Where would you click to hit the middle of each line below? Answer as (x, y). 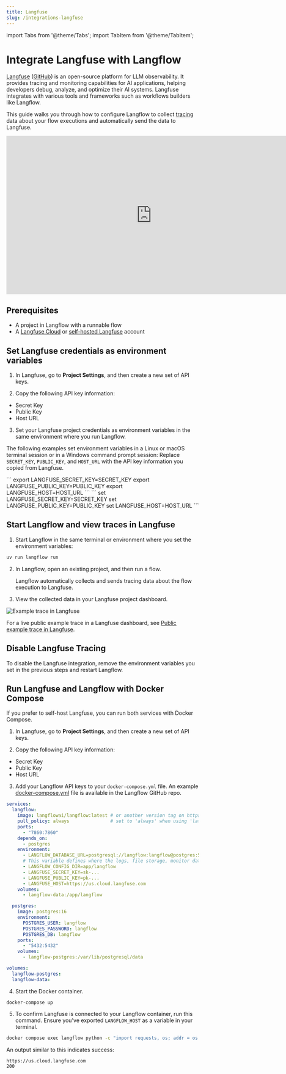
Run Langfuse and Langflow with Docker (85, 689)
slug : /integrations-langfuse (45, 18)
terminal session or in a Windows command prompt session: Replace (93, 455)
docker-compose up (30, 1003)
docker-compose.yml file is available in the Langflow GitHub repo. (98, 793)
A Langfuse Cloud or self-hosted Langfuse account (80, 332)
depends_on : (32, 838)
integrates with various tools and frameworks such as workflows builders (98, 96)
